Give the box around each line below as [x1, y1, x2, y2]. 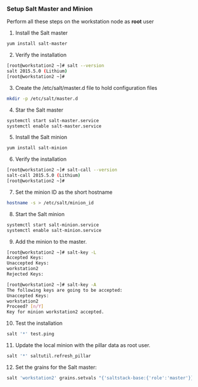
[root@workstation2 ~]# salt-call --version [6, 167, 118, 173]
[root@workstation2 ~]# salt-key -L [6, 249, 96, 255]
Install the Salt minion [15, 134, 68, 141]
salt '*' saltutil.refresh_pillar [6, 353, 92, 359]
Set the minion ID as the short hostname [15, 189, 113, 196]
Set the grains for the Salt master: [15, 364, 97, 371]
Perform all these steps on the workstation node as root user [6, 18, 155, 25]
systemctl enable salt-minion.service [6, 227, 102, 233]
